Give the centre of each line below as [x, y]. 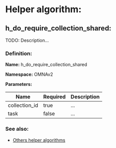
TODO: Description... [27, 40]
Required [54, 97]
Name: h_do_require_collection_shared [46, 65]
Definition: [19, 53]
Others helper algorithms [39, 140]
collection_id [23, 105]
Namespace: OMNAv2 [29, 74]
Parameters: [19, 84]
